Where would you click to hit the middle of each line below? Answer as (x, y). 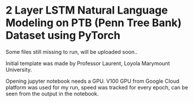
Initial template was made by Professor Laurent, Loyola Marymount (88, 63)
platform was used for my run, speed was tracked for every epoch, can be (97, 87)
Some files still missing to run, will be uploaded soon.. (72, 51)
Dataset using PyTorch (63, 36)
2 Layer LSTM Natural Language (87, 10)
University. (19, 69)
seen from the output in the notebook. (52, 94)
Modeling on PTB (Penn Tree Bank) (94, 23)
